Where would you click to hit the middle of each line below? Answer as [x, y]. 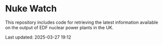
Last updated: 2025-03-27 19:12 [38, 37]
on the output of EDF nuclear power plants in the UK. [59, 27]
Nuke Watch [31, 9]
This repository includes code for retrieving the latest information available [82, 22]
